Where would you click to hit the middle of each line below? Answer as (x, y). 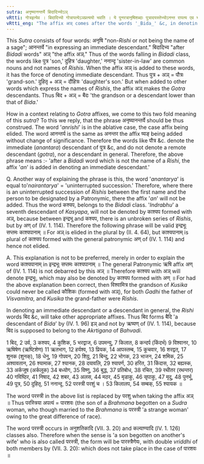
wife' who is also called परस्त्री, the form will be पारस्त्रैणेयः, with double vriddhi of (102, 441)
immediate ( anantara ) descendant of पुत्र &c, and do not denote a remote (96, 147)
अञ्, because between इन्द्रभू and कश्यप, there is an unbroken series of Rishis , (100, 219)
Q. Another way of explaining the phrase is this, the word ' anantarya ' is (95, 179)
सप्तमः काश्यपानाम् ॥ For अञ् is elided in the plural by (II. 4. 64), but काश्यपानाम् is (97, 233)
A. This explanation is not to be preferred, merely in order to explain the (96, 258)
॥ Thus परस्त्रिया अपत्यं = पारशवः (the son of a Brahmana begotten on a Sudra (97, 403)
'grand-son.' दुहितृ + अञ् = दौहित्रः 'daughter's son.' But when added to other (97, 82)
